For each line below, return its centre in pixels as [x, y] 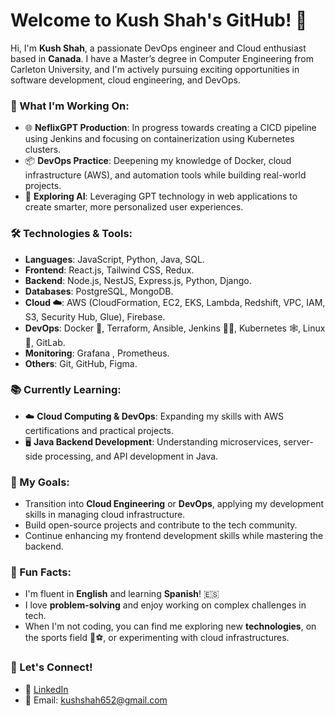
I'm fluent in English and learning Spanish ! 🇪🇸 [122, 594]
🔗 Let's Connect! [51, 667]
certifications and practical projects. [99, 430]
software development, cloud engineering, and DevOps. [125, 80]
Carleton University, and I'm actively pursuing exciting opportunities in [155, 69]
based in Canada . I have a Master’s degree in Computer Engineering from [162, 58]
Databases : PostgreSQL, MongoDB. [99, 291]
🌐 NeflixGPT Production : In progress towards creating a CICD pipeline [170, 128]
